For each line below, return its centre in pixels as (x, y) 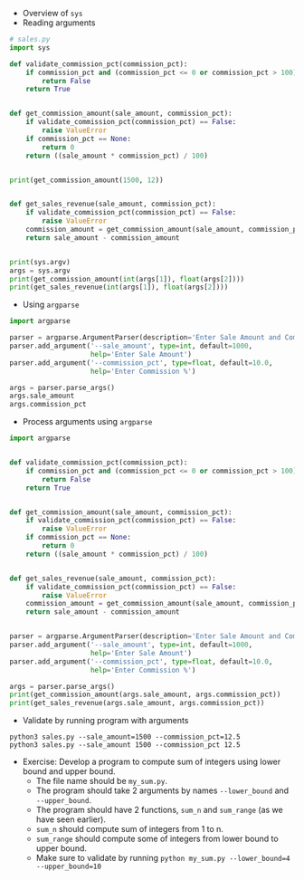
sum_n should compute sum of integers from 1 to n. (130, 829)
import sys (30, 48)
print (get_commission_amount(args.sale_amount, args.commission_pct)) (145, 695)
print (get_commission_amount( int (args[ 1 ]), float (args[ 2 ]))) (127, 279)
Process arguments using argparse (87, 422)
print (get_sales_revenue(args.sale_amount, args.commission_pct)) (137, 703)
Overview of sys (52, 13)
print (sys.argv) (40, 262)
